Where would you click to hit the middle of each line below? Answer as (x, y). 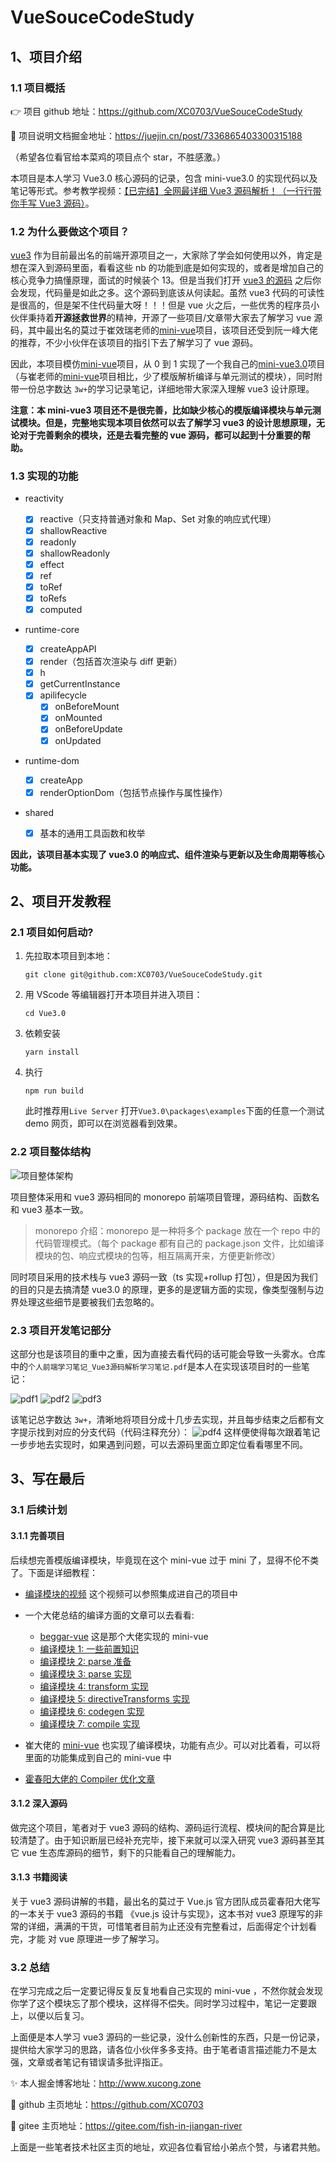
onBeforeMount (87, 707)
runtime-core (52, 630)
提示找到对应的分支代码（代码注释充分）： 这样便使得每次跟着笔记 (169, 1432)
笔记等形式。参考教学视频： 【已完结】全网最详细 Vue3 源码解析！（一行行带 (166, 190)
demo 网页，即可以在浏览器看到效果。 (103, 1123)
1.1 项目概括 (38, 88)
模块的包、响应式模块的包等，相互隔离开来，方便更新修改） (157, 1255)
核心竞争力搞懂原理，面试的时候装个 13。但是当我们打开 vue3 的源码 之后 (161, 280)
